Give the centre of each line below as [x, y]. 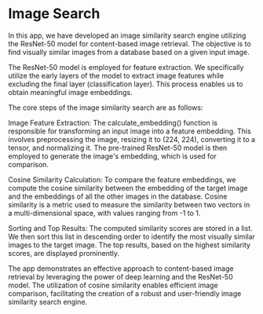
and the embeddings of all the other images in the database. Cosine [118, 196]
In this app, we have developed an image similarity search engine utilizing [127, 35]
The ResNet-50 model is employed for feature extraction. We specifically [126, 67]
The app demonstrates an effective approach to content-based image [121, 268]
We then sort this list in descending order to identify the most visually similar [131, 236]
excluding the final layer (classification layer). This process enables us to [126, 84]
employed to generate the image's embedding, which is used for [113, 156]
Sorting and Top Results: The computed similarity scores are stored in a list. [130, 228]
